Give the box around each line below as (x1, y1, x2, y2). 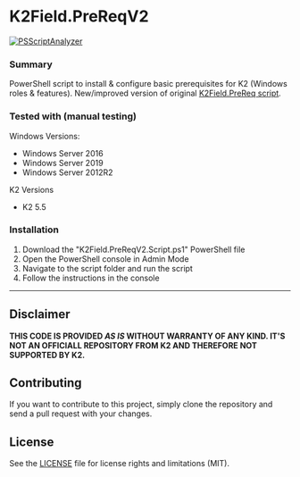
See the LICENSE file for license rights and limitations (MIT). (9, 458, 230, 469)
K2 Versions (9, 184, 54, 195)
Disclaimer (9, 306, 71, 322)
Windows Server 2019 (21, 157, 104, 168)
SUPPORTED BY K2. (9, 349, 86, 360)
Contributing (9, 375, 82, 390)
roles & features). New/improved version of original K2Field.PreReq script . (9, 88, 281, 99)
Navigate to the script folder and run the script (21, 263, 194, 273)
